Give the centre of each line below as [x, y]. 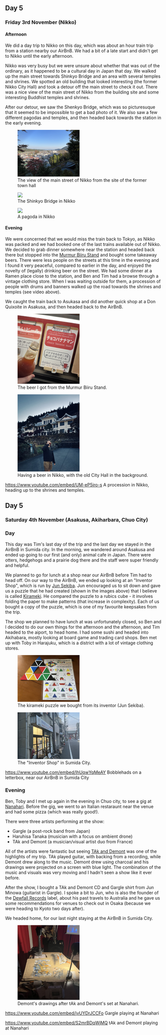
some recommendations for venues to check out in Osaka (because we [78, 903]
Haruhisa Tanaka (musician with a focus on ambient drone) [72, 836]
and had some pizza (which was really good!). [52, 811]
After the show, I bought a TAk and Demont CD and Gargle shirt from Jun [80, 887]
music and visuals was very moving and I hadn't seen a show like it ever [79, 872]
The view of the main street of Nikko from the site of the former [82, 180]
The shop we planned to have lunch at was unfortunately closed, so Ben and [83, 621]
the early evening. [24, 123]
